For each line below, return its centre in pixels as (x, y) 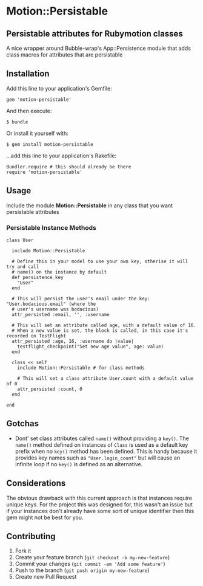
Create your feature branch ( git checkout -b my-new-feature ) (92, 557)
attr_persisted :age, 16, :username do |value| (73, 341)
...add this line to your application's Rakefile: (62, 156)
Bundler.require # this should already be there (69, 167)
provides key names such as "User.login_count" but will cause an (98, 458)
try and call (23, 267)
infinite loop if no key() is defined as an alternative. (79, 464)
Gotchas (23, 424)
